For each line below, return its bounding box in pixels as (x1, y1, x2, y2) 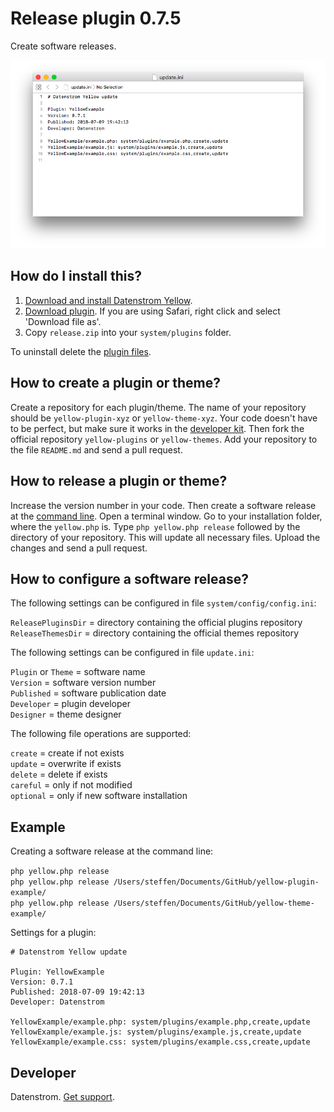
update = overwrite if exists (10, 758, 122, 770)
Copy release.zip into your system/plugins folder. (24, 326, 232, 338)
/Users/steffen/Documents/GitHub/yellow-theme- (113, 898, 315, 909)
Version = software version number (10, 677, 157, 689)
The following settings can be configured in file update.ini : (10, 647, 255, 659)
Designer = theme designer (10, 708, 122, 721)
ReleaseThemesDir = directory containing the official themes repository (10, 627, 300, 639)
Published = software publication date (10, 687, 167, 699)
